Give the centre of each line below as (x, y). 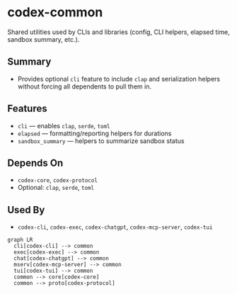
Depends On (35, 163)
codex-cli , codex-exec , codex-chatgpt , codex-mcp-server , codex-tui (115, 227)
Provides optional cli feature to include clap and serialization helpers (119, 79)
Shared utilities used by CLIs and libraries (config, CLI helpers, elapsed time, (118, 32)
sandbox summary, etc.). (44, 39)
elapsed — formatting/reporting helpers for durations (94, 133)
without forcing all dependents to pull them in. (85, 86)
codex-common (55, 12)
